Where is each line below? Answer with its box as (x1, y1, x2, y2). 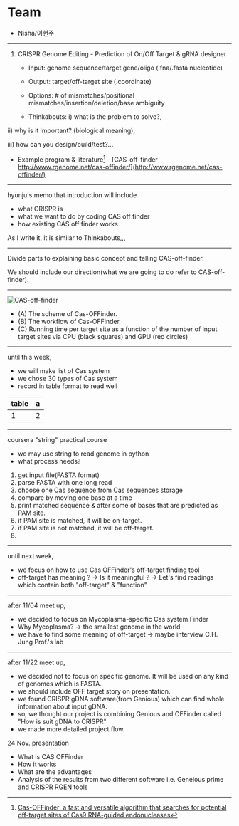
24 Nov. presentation (7, 738, 69, 747)
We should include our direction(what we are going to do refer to (7, 268, 197, 276)
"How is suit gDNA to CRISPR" (17, 717, 107, 726)
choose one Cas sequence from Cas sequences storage (17, 486, 184, 494)
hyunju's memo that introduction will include (7, 190, 137, 199)
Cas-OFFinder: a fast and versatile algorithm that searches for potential (17, 803, 227, 812)
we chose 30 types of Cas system (17, 374, 118, 382)
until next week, (7, 551, 54, 560)
